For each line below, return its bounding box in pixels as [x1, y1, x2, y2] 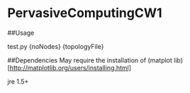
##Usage [7, 28, 35, 37]
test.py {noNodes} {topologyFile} [7, 42, 104, 50]
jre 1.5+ [7, 77, 29, 86]
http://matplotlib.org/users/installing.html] [9, 63, 132, 72]
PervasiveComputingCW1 [7, 5, 162, 21]
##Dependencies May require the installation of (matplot [7, 55, 172, 65]
